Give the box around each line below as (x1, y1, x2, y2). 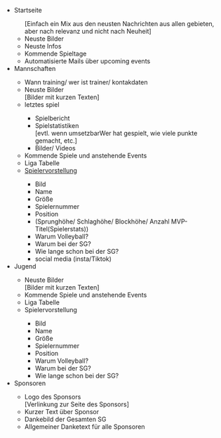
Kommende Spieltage (24, 49, 87, 58)
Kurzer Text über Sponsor (24, 408, 100, 416)
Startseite (13, 6, 42, 14)
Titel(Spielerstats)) (34, 225, 89, 233)
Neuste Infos (24, 42, 62, 50)
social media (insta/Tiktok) (34, 255, 112, 263)
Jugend (13, 262, 36, 270)
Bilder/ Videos (34, 144, 76, 152)
